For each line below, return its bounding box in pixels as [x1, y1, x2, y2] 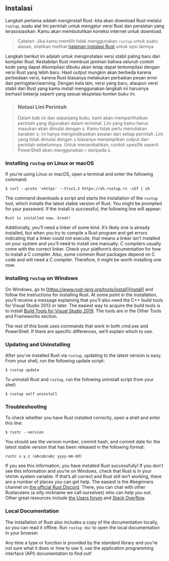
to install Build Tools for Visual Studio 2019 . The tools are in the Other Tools [5, 308, 161, 314]
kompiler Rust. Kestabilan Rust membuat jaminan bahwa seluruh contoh [5, 58, 154, 65]
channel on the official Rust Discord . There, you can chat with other [5, 484, 146, 490]
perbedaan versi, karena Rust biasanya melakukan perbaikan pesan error [5, 74, 157, 80]
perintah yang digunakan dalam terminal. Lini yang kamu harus [17, 120, 149, 126]
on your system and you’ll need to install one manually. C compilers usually [5, 241, 161, 247]
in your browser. [5, 530, 39, 536]
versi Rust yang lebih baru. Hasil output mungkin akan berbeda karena [5, 69, 151, 75]
